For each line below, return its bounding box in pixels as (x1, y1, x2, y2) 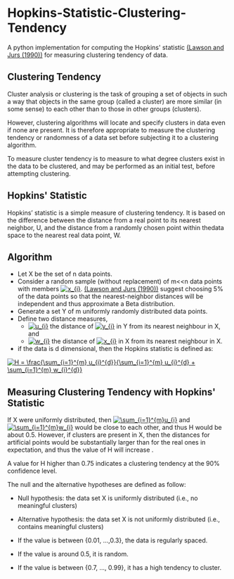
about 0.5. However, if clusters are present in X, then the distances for (7, 431, 210, 439)
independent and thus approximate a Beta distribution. (17, 300, 176, 308)
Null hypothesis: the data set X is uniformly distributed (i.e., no (17, 494, 198, 502)
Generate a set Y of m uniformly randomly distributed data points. (17, 307, 208, 316)
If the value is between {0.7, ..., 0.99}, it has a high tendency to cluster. (17, 564, 222, 572)
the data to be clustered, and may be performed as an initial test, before (7, 162, 216, 170)
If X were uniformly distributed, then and (7, 416, 190, 424)
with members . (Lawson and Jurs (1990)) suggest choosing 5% (17, 285, 223, 293)
